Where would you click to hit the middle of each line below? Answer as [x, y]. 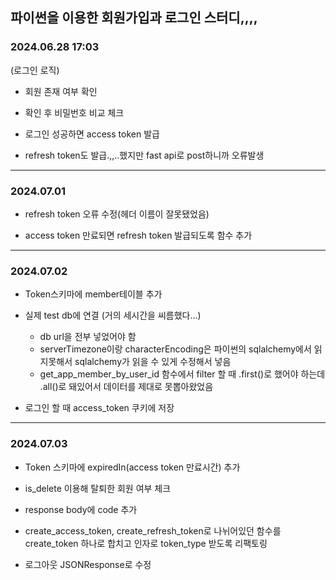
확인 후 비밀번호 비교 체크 [74, 112]
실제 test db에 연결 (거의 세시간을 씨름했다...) [113, 315]
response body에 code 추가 [81, 509]
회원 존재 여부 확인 [61, 91]
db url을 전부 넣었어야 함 [88, 337]
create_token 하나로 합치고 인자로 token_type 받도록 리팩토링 [146, 543]
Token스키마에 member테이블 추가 [93, 294]
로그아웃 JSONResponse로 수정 [88, 564]
